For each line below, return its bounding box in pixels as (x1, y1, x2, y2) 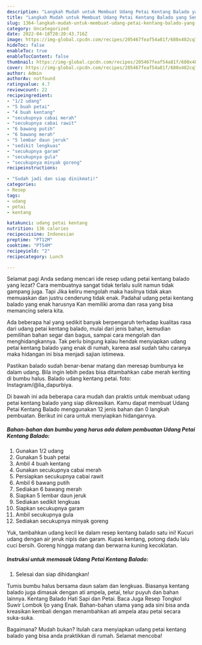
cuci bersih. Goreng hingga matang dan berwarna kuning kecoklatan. (7, 542, 178, 549)
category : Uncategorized (7, 25, 69, 32)
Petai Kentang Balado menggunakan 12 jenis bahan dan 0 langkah (7, 406, 170, 413)
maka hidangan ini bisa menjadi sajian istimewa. (7, 350, 125, 358)
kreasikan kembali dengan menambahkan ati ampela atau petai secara (7, 608, 181, 615)
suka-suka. (7, 614, 35, 622)
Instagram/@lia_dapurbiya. (7, 382, 73, 389)
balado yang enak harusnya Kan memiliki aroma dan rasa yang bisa (7, 301, 173, 308)
